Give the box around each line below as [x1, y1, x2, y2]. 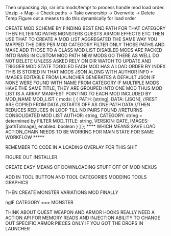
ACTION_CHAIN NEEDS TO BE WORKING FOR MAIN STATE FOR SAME [5, 129, 154, 135]
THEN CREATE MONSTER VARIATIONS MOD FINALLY [5, 189, 119, 195]
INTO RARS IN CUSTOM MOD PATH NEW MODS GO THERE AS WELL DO [5, 52, 159, 58]
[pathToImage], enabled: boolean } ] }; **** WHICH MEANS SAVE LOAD [5, 123, 156, 129]
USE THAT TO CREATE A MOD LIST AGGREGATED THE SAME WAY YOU [5, 36, 158, 42]
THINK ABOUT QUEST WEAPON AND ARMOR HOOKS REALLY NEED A [5, 209, 155, 215]
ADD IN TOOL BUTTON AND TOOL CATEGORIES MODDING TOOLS [5, 174, 147, 180]
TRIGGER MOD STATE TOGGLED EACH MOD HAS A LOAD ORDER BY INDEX [5, 64, 166, 69]
